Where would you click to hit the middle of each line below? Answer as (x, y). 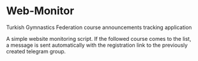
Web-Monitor (40, 11)
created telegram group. (36, 51)
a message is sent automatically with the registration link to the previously (97, 45)
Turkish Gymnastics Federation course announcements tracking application (99, 27)
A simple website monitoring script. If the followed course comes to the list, (99, 38)
